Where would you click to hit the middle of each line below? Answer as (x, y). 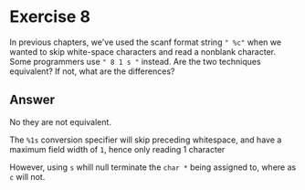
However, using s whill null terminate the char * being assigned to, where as (153, 167)
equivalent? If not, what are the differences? (92, 71)
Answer (32, 100)
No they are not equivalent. (61, 121)
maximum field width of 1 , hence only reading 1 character (117, 149)
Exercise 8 (50, 17)
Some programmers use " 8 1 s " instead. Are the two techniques (136, 61)
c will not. (27, 176)
